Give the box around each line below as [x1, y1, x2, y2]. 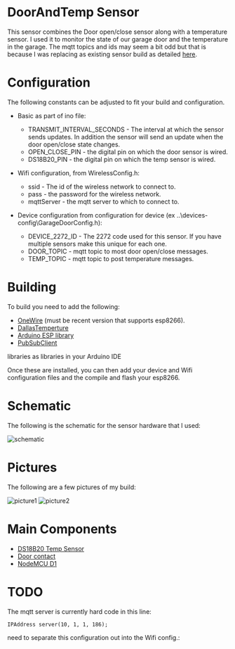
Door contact [17, 552, 56, 560]
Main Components [7, 521, 117, 537]
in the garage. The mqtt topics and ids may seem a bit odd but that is [7, 42, 207, 51]
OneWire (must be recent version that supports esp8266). [17, 316, 185, 324]
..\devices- [176, 210, 208, 219]
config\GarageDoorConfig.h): [17, 218, 103, 227]
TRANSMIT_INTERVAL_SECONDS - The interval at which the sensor [27, 125, 224, 134]
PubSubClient [17, 339, 58, 347]
